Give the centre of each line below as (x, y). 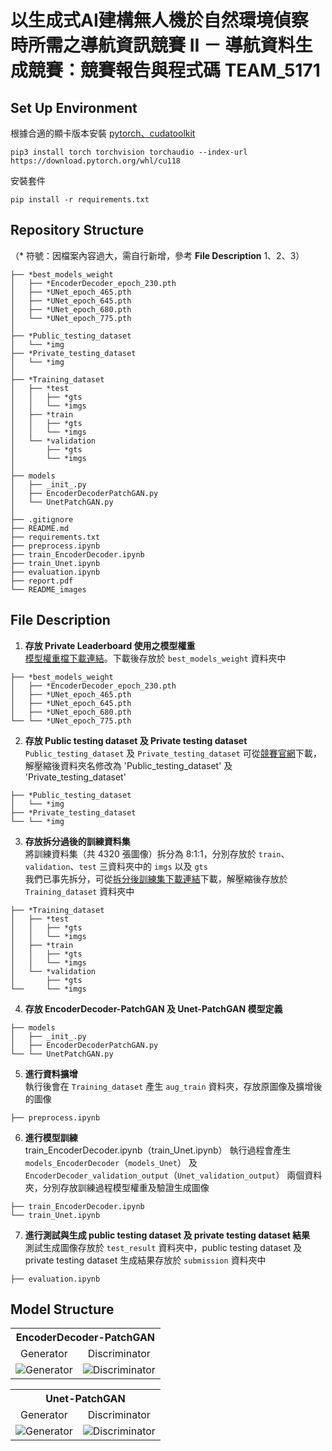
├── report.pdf (42, 581)
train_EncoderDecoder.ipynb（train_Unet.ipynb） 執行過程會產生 (158, 1150)
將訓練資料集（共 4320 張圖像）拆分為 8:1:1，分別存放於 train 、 (157, 853)
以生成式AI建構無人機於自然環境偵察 (159, 20)
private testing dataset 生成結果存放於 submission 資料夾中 (145, 1260)
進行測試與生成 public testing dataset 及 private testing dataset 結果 (167, 1235)
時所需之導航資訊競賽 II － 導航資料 (153, 45)
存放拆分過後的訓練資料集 (77, 841)
